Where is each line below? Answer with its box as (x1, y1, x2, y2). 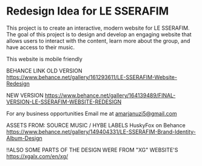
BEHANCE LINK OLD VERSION (6, 67, 83, 74)
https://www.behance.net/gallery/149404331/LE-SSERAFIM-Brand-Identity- (6, 128, 196, 135)
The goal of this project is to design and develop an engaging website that (6, 30, 192, 38)
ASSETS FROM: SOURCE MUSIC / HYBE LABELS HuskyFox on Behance (6, 121, 186, 128)
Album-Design (6, 134, 42, 142)
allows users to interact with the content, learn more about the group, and (6, 37, 190, 44)
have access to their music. (6, 44, 75, 51)
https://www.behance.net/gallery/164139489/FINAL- (44, 91, 176, 99)
